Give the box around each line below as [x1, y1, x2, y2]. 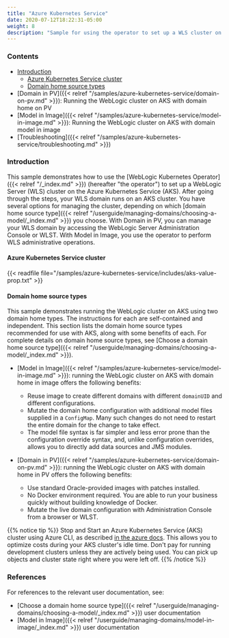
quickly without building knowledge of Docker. [27, 498, 159, 507]
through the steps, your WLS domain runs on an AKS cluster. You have [7, 194, 206, 203]
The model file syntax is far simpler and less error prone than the [27, 429, 211, 437]
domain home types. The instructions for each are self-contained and [7, 314, 203, 322]
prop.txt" [7, 277, 33, 285]
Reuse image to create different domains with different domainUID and [27, 392, 222, 400]
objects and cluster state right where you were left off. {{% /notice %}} [7, 555, 206, 563]
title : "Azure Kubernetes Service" [7, 10, 109, 17]
